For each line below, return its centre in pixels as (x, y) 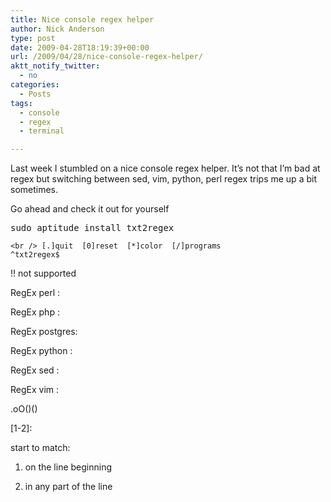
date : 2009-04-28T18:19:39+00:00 (80, 47)
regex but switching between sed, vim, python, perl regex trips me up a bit (163, 179)
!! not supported (43, 273)
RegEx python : (41, 351)
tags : (21, 103)
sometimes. (34, 190)
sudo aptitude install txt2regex (92, 228)
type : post (33, 38)
